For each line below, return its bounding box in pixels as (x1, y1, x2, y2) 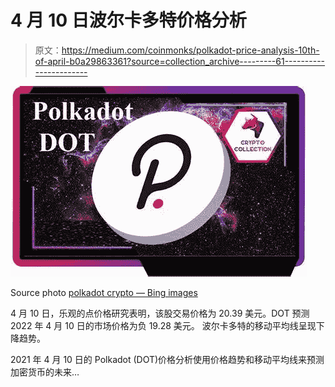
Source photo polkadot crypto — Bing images (10, 286, 198, 298)
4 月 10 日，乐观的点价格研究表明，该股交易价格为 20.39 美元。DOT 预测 (10, 307, 310, 319)
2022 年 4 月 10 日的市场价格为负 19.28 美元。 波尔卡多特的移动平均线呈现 (10, 319, 317, 331)
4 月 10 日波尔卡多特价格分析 (10, 9, 247, 32)
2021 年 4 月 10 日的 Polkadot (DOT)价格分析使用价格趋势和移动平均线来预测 (10, 353, 325, 365)
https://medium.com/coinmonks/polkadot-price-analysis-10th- (61, 44, 320, 56)
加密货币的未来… (10, 366, 80, 378)
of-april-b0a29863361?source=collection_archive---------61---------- (34, 55, 326, 67)
